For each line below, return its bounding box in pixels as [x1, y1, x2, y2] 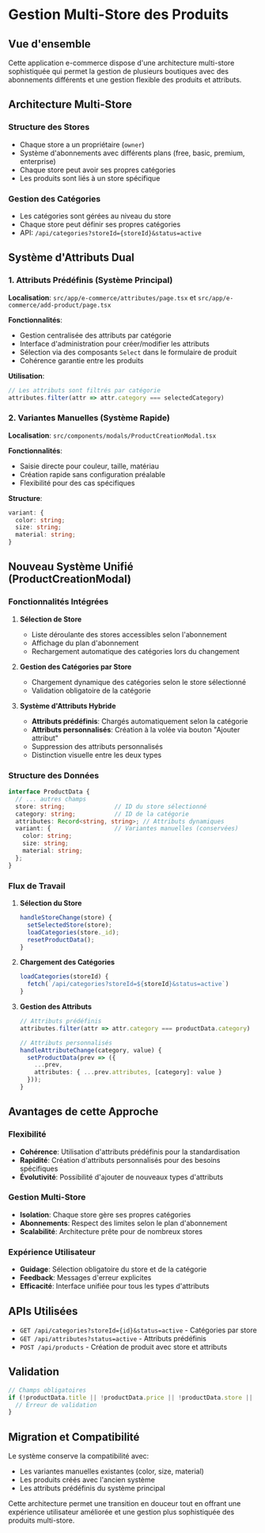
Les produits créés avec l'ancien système [19, 1475, 156, 1485]
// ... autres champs [15, 795, 87, 803]
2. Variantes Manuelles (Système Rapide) [8, 412, 170, 423]
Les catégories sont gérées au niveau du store [19, 211, 172, 220]
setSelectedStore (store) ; [27, 921, 112, 929]
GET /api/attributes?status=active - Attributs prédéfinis [19, 1333, 207, 1343]
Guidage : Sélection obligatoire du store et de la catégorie [19, 1264, 207, 1274]
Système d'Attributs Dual [8, 251, 134, 265]
